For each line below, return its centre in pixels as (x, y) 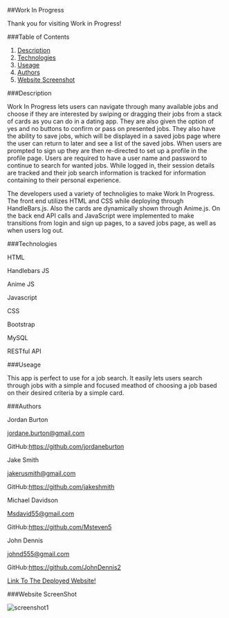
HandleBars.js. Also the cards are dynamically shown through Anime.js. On (114, 208)
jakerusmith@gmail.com (42, 473)
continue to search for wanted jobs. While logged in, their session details (111, 165)
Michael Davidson (33, 500)
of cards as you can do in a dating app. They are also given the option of (111, 121)
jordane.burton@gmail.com (46, 433)
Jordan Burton (28, 420)
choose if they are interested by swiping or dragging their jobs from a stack (114, 114)
